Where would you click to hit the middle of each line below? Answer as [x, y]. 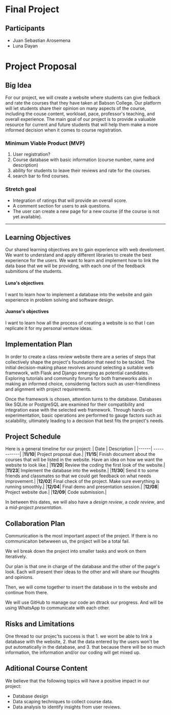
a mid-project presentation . [34, 507]
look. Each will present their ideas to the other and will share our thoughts [82, 572]
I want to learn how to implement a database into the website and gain [79, 294]
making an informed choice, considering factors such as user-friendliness [83, 384]
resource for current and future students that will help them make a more [82, 124]
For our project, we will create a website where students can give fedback [83, 97]
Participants [25, 28]
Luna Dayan [25, 46]
